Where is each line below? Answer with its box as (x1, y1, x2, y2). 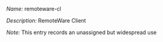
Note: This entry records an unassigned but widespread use (6, 29, 157, 36)
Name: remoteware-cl (6, 5, 61, 12)
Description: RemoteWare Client (6, 17, 86, 24)
